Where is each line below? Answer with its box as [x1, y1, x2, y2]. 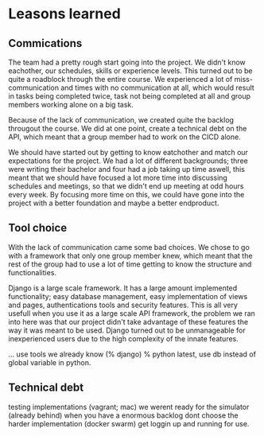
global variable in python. [8, 357, 91, 367]
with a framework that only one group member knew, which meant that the [8, 251, 253, 260]
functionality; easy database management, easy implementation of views [8, 291, 248, 301]
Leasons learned [8, 5, 121, 23]
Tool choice [8, 221, 68, 235]
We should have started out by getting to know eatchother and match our [8, 148, 249, 157]
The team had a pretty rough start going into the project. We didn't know [8, 57, 247, 67]
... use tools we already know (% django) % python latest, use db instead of [8, 349, 257, 359]
